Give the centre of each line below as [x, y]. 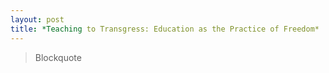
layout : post [37, 19]
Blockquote [58, 57]
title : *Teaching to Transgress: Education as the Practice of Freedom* [165, 29]
